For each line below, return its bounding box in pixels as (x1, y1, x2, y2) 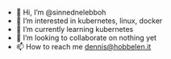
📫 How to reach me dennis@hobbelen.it (15, 42, 152, 51)
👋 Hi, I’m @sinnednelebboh (15, 8, 106, 17)
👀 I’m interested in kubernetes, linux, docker (15, 16, 163, 26)
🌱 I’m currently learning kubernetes (15, 25, 134, 33)
